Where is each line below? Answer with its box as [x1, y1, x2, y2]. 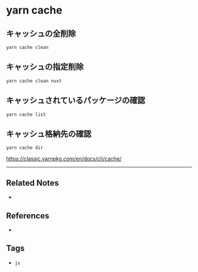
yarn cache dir [6, 145, 44, 151]
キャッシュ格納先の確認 [6, 129, 91, 139]
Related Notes [6, 178, 59, 188]
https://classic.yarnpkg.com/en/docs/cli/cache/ [6, 155, 122, 162]
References [6, 211, 49, 221]
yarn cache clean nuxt [6, 78, 62, 84]
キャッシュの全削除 [6, 28, 76, 38]
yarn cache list [6, 112, 46, 117]
